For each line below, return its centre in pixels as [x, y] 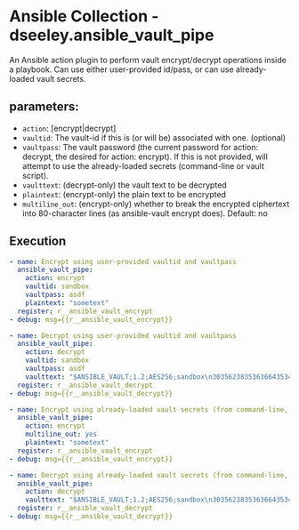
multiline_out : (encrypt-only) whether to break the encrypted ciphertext [156, 204]
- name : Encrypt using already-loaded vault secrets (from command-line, [149, 410]
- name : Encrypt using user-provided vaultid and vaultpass [123, 261]
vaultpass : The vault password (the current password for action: [140, 147]
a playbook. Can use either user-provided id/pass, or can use [121, 69]
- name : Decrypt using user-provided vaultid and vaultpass [123, 335]
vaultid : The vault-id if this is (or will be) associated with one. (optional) [154, 137]
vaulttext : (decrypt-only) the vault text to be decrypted [124, 185]
